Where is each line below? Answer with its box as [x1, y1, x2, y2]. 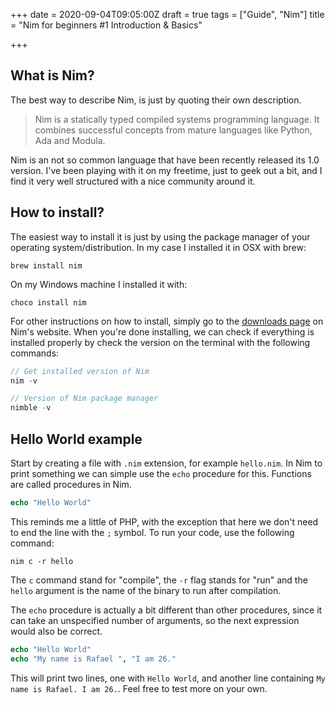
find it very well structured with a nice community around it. [10, 175, 256, 187]
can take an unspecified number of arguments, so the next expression [10, 614, 300, 626]
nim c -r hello [10, 556, 74, 566]
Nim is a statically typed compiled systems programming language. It [34, 113, 320, 125]
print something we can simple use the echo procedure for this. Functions [10, 467, 312, 479]
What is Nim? [10, 67, 95, 84]
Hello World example [10, 430, 143, 448]
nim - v [10, 375, 38, 386]
